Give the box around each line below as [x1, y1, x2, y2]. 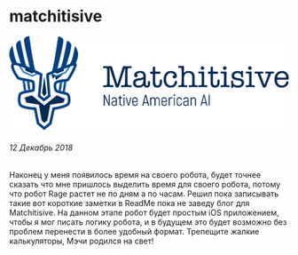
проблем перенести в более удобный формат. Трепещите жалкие [9, 227, 260, 237]
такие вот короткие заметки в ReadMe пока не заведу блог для [9, 198, 250, 209]
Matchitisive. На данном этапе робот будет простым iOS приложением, [9, 207, 279, 219]
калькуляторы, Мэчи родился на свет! [9, 235, 154, 246]
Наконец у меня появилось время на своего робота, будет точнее [9, 170, 262, 180]
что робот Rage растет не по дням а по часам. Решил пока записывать [9, 188, 279, 199]
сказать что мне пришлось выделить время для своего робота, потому [9, 179, 281, 190]
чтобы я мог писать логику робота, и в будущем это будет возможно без [9, 217, 287, 227]
